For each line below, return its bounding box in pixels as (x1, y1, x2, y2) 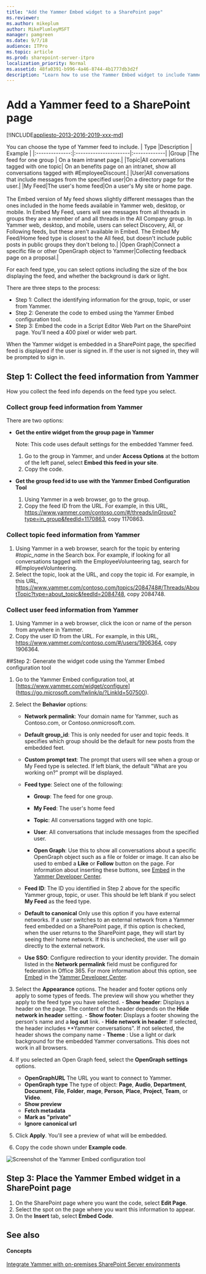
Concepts (6, 1247, 32, 1254)
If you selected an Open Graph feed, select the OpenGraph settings (15, 1056, 188, 1063)
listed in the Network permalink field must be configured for (24, 960, 178, 967)
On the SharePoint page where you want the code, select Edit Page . (15, 1199, 188, 1207)
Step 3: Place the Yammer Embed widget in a (6, 1173, 181, 1184)
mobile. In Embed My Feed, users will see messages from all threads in (6, 208, 186, 216)
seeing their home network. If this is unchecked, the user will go (24, 936, 186, 943)
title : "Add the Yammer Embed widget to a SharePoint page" (6, 9, 164, 15)
